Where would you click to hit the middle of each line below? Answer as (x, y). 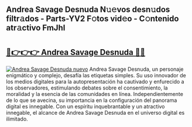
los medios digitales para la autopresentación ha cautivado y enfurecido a (95, 82)
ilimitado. (17, 119)
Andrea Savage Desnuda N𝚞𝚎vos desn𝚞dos (88, 10)
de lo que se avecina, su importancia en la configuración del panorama (92, 100)
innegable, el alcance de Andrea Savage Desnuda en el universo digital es (95, 113)
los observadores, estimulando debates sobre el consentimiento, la (87, 88)
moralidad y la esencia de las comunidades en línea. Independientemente (95, 94)
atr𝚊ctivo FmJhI (36, 28)
